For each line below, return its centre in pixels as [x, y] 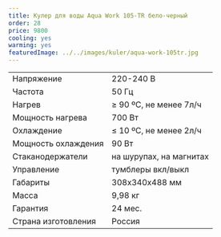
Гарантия [30, 208]
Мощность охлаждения [58, 143]
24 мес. [127, 208]
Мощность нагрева [50, 118]
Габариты [31, 182]
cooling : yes [30, 38]
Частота [28, 91]
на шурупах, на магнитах [161, 156]
